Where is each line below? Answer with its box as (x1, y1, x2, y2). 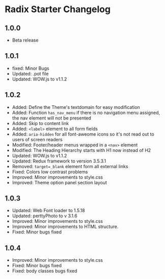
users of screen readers (12, 136, 63, 142)
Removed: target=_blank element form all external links (12, 163, 128, 169)
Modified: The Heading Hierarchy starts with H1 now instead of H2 (12, 147, 151, 153)
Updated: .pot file (12, 70, 49, 76)
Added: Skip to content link (12, 120, 69, 126)
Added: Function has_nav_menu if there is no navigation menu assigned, (12, 109, 160, 115)
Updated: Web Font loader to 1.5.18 (12, 208, 85, 214)
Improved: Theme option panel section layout (12, 179, 107, 185)
